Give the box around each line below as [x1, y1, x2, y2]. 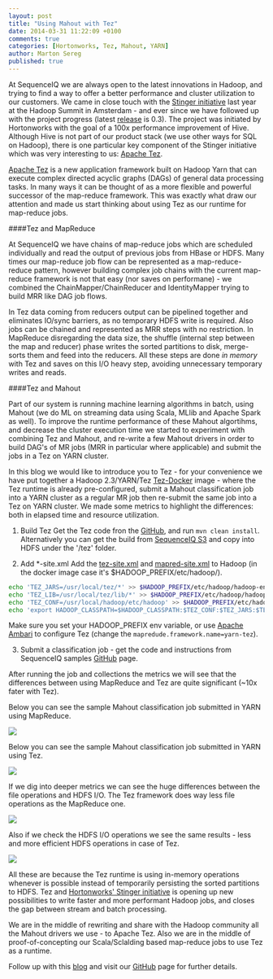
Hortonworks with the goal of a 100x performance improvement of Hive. [8, 123, 249, 133]
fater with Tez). [8, 687, 59, 697]
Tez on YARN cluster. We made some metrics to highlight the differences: [8, 501, 254, 511]
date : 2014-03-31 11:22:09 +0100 [8, 27, 122, 35]
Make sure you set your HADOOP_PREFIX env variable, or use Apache [8, 620, 244, 631]
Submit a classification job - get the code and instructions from [19, 645, 232, 655]
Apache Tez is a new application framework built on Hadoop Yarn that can [8, 164, 258, 174]
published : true [8, 58, 63, 66]
